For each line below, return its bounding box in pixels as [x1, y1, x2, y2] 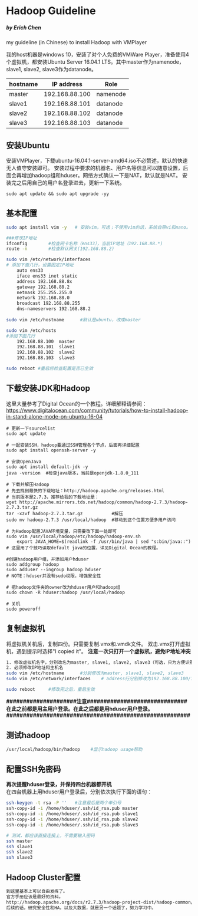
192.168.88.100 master [16, 338, 75, 344]
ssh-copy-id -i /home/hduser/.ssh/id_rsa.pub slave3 [6, 822, 138, 828]
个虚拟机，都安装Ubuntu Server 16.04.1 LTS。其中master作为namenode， [6, 58, 184, 65]
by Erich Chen [6, 24, 41, 31]
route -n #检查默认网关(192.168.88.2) [6, 246, 115, 252]
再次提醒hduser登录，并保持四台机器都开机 [6, 781, 112, 788]
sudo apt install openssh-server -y [6, 447, 96, 453]
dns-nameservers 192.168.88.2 [16, 306, 91, 312]
